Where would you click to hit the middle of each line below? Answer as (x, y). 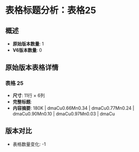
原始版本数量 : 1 (28, 44)
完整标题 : (22, 101)
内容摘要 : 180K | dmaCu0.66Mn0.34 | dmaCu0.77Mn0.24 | (73, 108)
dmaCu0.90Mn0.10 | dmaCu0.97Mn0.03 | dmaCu (64, 113)
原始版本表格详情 (32, 68)
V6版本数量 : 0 (27, 50)
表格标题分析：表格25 (51, 10)
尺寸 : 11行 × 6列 (29, 95)
